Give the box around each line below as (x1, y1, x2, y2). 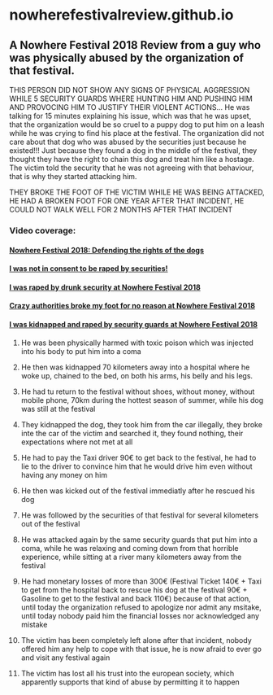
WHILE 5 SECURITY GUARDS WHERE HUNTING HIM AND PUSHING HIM (9, 94, 253, 103)
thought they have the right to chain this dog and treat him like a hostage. (9, 155, 255, 164)
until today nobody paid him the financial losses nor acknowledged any (20, 610, 259, 620)
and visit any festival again (20, 653, 110, 662)
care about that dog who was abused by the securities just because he (9, 137, 247, 146)
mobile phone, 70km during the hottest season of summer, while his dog (20, 395, 264, 404)
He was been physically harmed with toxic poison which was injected (20, 338, 254, 347)
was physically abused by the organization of (9, 50, 245, 64)
